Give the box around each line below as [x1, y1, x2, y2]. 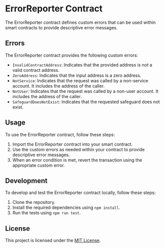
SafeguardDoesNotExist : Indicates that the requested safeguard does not [12, 99, 160, 105]
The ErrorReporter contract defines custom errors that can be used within [5, 19, 156, 25]
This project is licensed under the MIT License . [5, 238, 101, 244]
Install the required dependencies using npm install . [12, 204, 120, 211]
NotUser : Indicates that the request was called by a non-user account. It [12, 88, 159, 94]
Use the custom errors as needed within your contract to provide [12, 146, 145, 152]
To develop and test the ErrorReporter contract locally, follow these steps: [5, 189, 156, 196]
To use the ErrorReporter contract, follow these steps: [5, 131, 115, 137]
